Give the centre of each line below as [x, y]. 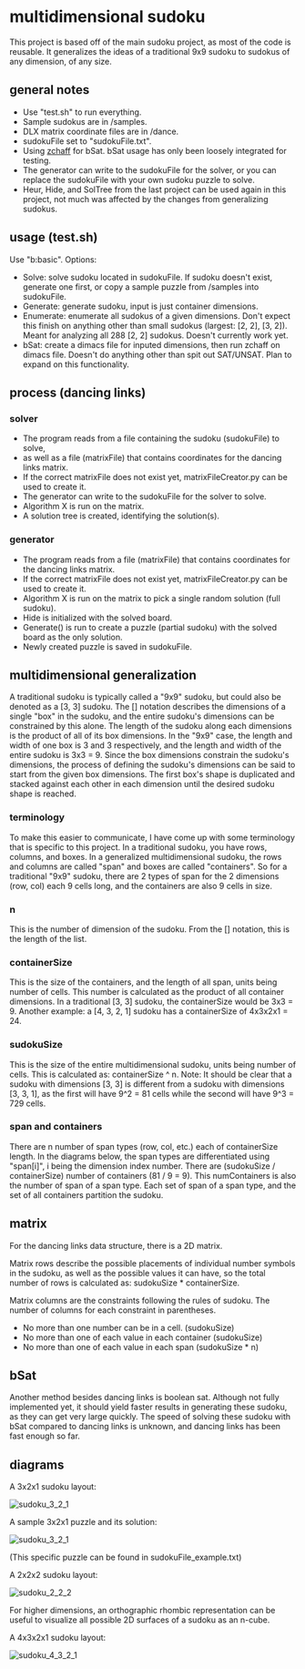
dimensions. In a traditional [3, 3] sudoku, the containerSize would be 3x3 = [152, 1002]
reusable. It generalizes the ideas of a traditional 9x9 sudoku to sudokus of [150, 51]
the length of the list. [48, 938]
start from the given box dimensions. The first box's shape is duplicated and [152, 774]
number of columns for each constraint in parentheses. [113, 1310]
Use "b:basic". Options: [53, 259]
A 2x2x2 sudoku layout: [54, 1575]
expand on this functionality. [76, 364]
